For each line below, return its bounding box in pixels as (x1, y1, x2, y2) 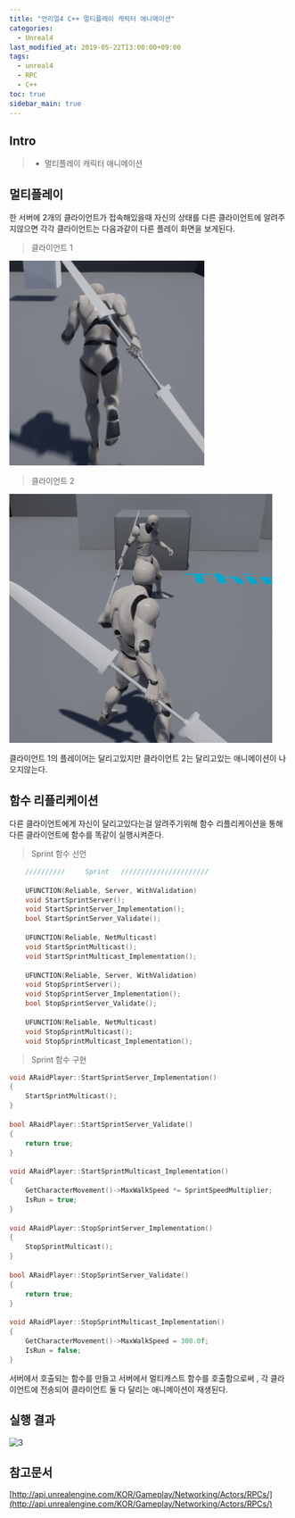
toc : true (9, 89, 46, 98)
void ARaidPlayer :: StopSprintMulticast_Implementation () (9, 1318, 225, 1327)
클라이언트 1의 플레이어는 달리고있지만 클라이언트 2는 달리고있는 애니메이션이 (9, 753, 277, 763)
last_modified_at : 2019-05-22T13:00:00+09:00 (9, 43, 181, 52)
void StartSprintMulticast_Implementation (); (25, 952, 198, 961)
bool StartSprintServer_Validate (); (25, 914, 162, 923)
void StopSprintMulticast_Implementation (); (25, 1037, 193, 1046)
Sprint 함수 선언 (30, 848, 87, 859)
